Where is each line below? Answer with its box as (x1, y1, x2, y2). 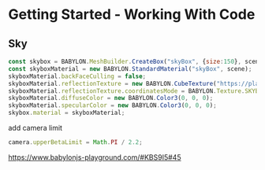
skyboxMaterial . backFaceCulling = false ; (8, 72, 147, 80)
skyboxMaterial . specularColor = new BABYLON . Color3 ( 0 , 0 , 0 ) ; (8, 102, 217, 109)
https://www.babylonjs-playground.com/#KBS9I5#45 (8, 152, 181, 162)
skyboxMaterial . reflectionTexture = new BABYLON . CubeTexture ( (8, 79, 217, 87)
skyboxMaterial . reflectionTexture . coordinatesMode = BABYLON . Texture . (8, 87, 245, 95)
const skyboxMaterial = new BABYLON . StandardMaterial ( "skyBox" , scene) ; (8, 65, 252, 72)
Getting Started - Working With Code (8, 6, 256, 24)
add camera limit (8, 124, 63, 132)
